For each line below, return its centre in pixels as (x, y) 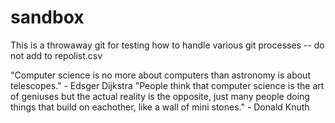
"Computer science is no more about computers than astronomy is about (160, 75)
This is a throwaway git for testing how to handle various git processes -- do (167, 45)
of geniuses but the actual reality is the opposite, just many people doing (160, 96)
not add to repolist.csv (56, 55)
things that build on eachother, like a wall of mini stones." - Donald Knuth (160, 107)
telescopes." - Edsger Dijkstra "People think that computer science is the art (167, 85)
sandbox (47, 17)
